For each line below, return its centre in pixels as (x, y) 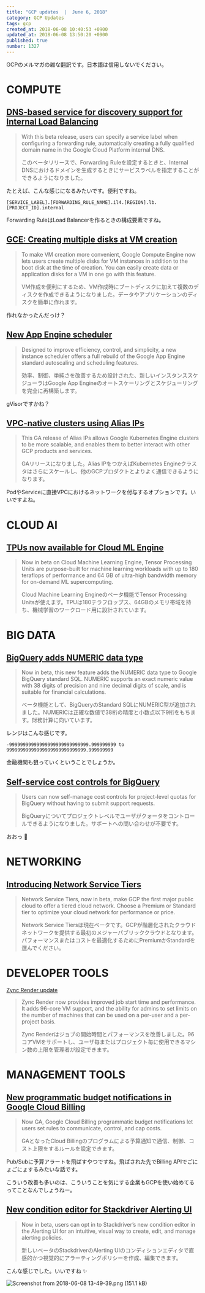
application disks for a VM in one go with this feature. (88, 274)
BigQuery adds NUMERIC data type (75, 658)
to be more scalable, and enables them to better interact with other (106, 445)
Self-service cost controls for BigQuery (83, 782)
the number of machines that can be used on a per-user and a (100, 1015)
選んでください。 (43, 948)
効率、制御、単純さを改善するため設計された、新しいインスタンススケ (110, 375)
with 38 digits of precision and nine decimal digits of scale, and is (104, 686)
